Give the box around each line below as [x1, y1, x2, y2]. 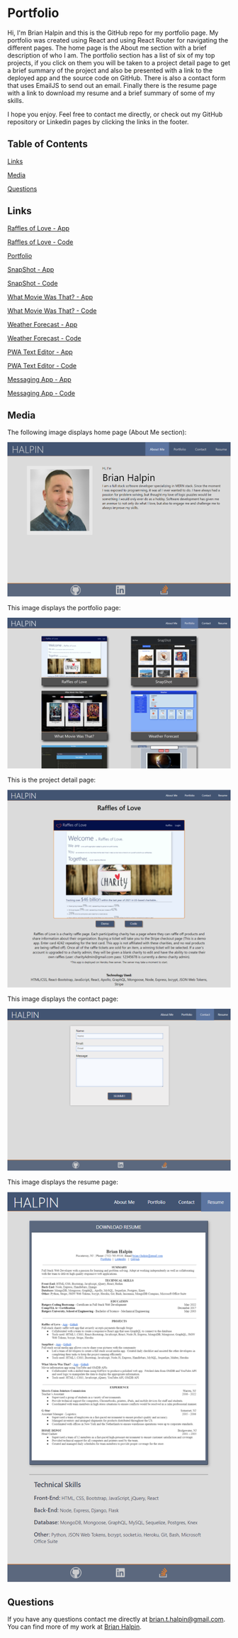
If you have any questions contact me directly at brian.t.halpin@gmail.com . [7, 1615, 225, 1624]
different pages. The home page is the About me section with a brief [7, 43, 207, 52]
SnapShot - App [7, 265, 55, 274]
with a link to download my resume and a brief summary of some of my [7, 89, 215, 97]
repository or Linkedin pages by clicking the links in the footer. [7, 117, 189, 126]
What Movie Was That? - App [7, 292, 93, 301]
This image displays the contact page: [7, 995, 119, 1003]
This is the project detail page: [7, 775, 96, 784]
